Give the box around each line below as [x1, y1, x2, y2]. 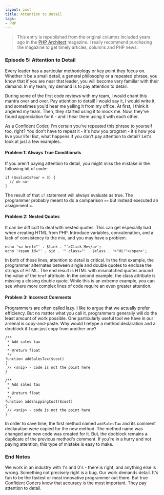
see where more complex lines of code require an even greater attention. [5, 283, 152, 289]
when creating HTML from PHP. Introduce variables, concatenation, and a [5, 230, 154, 236]
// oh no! [9, 179, 29, 184]
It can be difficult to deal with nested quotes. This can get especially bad [5, 224, 151, 230]
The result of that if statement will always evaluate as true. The [5, 192, 133, 198]
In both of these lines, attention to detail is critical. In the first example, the [5, 257, 154, 263]
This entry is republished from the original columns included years [17, 34, 150, 40]
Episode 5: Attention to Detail [5, 57, 76, 63]
